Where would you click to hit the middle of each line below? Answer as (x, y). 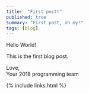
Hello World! (21, 45)
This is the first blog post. (37, 56)
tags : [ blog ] (22, 28)
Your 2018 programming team (42, 74)
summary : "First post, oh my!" (45, 22)
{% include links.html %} (36, 86)
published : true (26, 17)
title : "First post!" (34, 12)
